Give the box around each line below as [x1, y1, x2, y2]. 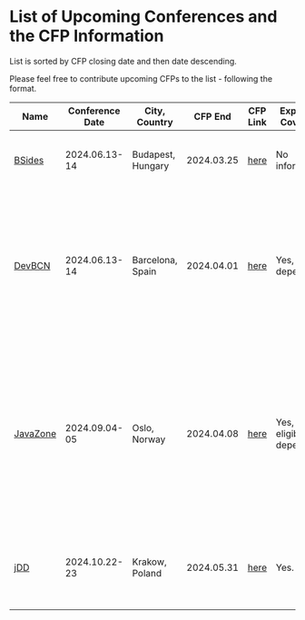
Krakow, [132, 556, 168, 568]
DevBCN [14, 259, 51, 271]
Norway [132, 433, 166, 446]
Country [136, 115, 174, 128]
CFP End [193, 110, 231, 123]
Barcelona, [132, 253, 179, 266]
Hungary [132, 159, 170, 172]
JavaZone [14, 427, 57, 439]
